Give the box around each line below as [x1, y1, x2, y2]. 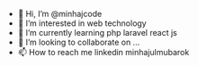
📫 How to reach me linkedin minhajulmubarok [17, 47, 190, 57]
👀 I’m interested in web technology [17, 18, 147, 29]
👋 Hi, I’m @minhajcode [17, 9, 103, 19]
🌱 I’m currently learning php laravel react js [17, 28, 177, 37]
